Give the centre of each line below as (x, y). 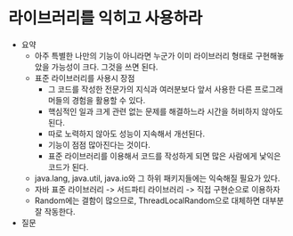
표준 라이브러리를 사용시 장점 (85, 77)
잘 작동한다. (55, 211)
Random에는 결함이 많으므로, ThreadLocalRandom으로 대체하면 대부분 (159, 200)
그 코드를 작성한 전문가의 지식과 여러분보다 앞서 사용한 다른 (150, 89)
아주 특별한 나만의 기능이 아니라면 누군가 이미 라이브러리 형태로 (144, 55)
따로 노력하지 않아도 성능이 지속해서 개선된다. (126, 134)
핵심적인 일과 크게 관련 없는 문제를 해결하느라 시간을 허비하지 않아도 (166, 111)
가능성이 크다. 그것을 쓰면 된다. (105, 67)
